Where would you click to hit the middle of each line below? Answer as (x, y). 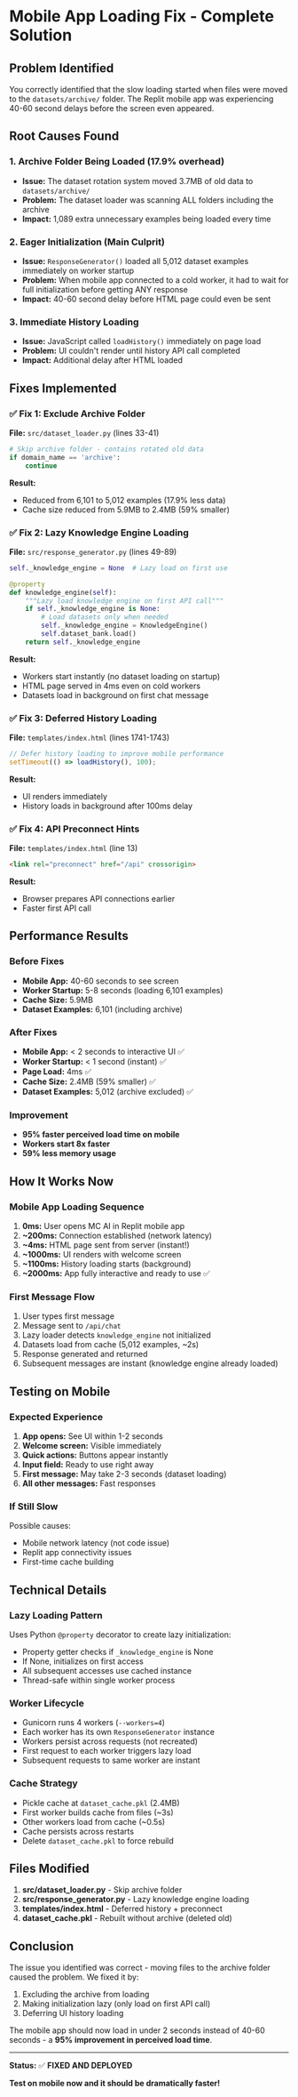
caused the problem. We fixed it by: (74, 1977)
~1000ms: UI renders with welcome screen (102, 1254)
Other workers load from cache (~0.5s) (94, 1821)
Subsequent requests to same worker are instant (111, 1760)
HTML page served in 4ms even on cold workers (111, 686)
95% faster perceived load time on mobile (101, 1135)
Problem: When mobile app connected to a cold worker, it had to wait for (155, 280)
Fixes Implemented (63, 388)
